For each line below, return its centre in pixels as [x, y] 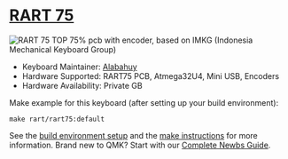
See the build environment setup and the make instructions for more [134, 135]
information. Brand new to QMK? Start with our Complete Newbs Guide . [140, 145]
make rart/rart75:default [57, 119]
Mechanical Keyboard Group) [63, 49]
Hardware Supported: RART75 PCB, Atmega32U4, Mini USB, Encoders [151, 76]
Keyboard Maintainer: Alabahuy [79, 67]
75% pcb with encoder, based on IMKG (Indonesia [161, 40]
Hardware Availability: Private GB [82, 85]
